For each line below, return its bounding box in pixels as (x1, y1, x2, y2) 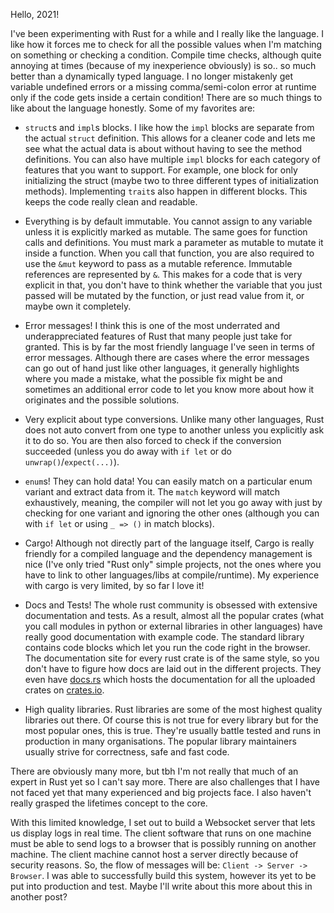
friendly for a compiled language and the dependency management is (24, 548, 313, 559)
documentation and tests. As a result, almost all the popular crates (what (24, 610, 325, 621)
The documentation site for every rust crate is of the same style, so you (24, 652, 320, 664)
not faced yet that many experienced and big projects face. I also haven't (10, 787, 312, 798)
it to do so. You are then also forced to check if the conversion (24, 435, 282, 446)
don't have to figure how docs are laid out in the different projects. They (24, 663, 322, 674)
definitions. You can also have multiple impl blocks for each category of (24, 154, 321, 165)
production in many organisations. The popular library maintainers (24, 735, 297, 747)
